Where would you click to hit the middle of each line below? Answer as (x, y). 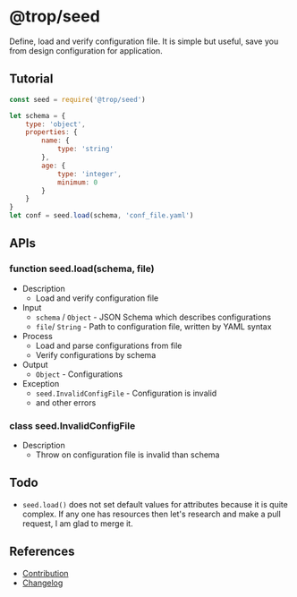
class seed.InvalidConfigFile (72, 425)
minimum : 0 (77, 182)
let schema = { (38, 115)
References (42, 552)
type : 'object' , (56, 124)
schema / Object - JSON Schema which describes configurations (153, 317)
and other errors (66, 402)
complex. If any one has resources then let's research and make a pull (152, 514)
